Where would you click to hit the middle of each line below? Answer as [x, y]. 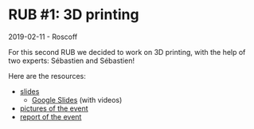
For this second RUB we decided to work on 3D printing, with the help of [127, 52]
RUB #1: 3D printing [74, 15]
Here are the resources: [47, 76]
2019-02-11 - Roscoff [43, 37]
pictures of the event [54, 108]
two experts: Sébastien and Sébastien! [72, 61]
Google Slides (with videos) [77, 100]
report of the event [51, 116]
